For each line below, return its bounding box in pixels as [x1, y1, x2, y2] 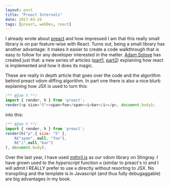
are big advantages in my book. [5, 176, 72, 182]
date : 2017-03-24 [5, 17, 42, 22]
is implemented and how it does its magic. [5, 63, 93, 69]
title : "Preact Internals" [5, 12, 62, 17]
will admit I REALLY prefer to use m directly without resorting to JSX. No [5, 165, 154, 171]
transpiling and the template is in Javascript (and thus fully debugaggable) [5, 171, 161, 177]
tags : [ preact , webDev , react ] [5, 21, 72, 27]
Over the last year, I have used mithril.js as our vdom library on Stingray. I [5, 154, 158, 161]
